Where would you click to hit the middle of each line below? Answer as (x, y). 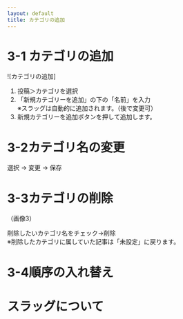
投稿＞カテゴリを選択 (47, 91)
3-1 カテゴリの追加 (60, 56)
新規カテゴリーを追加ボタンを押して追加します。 (86, 117)
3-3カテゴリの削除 (60, 198)
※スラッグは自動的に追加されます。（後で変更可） (87, 108)
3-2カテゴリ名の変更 (66, 147)
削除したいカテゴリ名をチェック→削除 (61, 233)
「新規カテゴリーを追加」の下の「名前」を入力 (84, 100)
